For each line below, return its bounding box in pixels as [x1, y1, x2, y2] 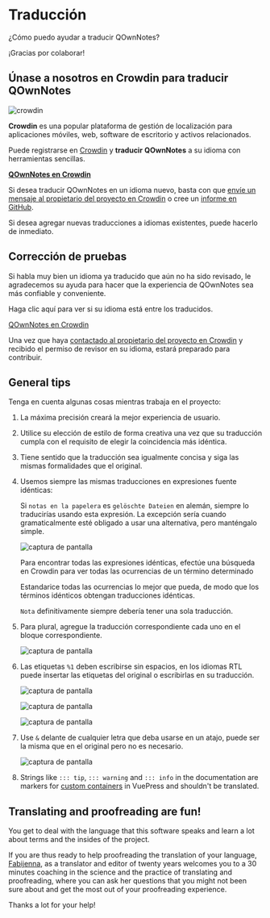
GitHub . [8, 202, 34, 211]
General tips [8, 375, 71, 389]
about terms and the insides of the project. [8, 835, 151, 845]
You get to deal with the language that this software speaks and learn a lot [8, 826, 255, 836]
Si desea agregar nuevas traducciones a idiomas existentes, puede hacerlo [8, 218, 258, 227]
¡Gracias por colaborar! [8, 48, 85, 57]
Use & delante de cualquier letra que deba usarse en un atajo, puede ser [19, 732, 260, 743]
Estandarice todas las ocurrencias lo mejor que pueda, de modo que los [19, 582, 260, 592]
